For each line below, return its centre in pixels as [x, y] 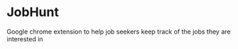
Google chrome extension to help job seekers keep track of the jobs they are [119, 31]
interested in [25, 38]
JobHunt [33, 12]
